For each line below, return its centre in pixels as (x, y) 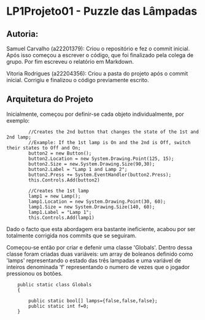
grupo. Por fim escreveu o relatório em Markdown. (70, 62)
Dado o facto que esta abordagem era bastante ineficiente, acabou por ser (101, 229)
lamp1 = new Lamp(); (55, 196)
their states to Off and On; (44, 148)
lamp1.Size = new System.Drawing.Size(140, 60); (92, 207)
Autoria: (22, 34)
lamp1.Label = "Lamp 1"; (60, 212)
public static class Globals (55, 284)
